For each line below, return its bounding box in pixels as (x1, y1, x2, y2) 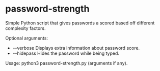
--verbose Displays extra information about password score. (12, 45, 140, 51)
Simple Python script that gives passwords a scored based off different (5, 20, 155, 26)
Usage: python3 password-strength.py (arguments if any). (5, 60, 128, 66)
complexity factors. (5, 25, 46, 31)
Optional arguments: (5, 35, 48, 41)
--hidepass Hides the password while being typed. (12, 50, 120, 56)
